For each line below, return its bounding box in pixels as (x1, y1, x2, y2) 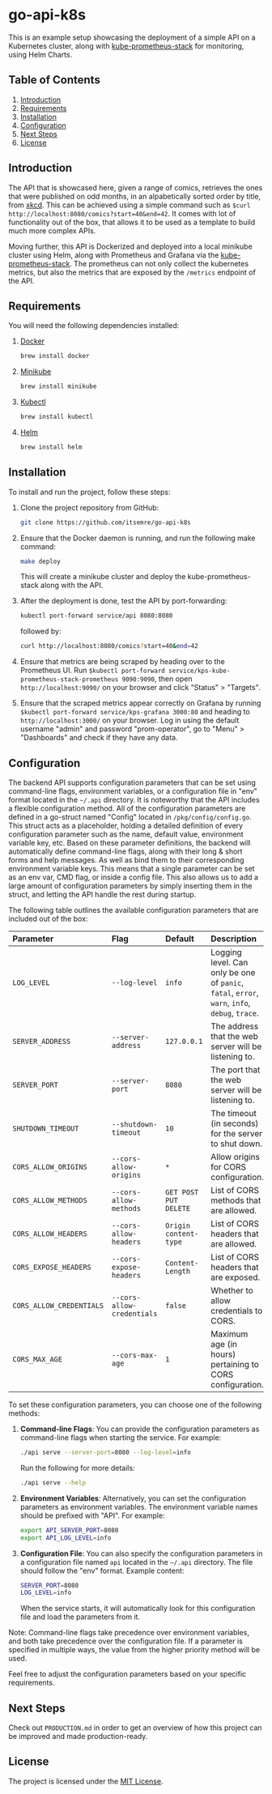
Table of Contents (8, 73, 101, 87)
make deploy (19, 557, 61, 565)
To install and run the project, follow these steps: (8, 487, 172, 496)
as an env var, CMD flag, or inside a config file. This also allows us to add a (8, 872, 259, 882)
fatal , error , (210, 987, 259, 998)
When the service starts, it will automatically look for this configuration (19, 1604, 256, 1613)
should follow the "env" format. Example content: (19, 1566, 185, 1575)
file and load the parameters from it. (19, 1612, 140, 1621)
